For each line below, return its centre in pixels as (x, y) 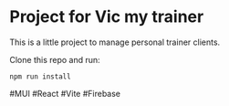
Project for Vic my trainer (107, 17)
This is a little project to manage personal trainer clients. (115, 42)
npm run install (40, 76)
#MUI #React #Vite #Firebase (65, 93)
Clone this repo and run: (55, 59)
